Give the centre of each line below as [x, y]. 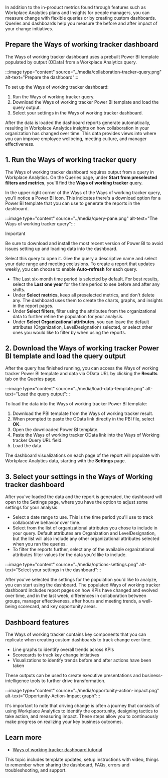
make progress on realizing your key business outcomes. [64, 722]
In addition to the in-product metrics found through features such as [76, 7]
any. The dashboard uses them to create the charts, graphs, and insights [88, 300]
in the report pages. [33, 306]
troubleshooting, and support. [36, 770]
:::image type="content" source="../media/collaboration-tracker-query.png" [83, 72]
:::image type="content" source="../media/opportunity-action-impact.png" [82, 691]
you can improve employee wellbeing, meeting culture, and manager [76, 139]
